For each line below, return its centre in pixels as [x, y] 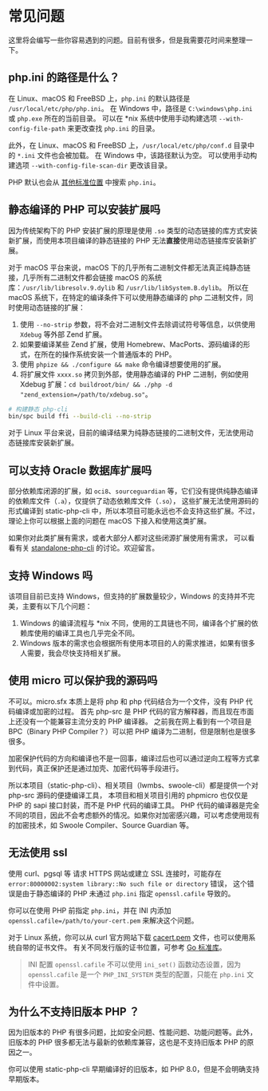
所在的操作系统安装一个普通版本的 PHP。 [109, 354]
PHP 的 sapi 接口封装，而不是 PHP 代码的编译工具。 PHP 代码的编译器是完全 [134, 805]
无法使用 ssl [38, 853]
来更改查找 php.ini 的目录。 [113, 128]
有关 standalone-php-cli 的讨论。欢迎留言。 [87, 548]
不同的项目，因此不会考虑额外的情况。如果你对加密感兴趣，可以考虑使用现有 [134, 815]
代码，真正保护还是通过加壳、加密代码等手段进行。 [99, 768]
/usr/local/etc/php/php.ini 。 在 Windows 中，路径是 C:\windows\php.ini [130, 108]
